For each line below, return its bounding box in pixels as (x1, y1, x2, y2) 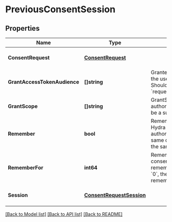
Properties (5, 24, 40, 33)
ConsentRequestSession (84, 192, 146, 198)
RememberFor (8, 164, 44, 171)
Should (150, 82, 168, 88)
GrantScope (8, 103, 38, 109)
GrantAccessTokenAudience (8, 78, 79, 85)
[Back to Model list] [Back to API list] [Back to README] (5, 211, 123, 217)
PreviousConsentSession (5, 4, 116, 15)
